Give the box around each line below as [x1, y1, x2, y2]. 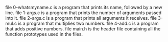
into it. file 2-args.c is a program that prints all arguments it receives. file [5, 15, 157, 21]
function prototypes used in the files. [5, 31, 83, 37]
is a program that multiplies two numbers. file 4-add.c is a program [17, 20, 159, 26]
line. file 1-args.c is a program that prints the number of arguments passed [5, 10, 162, 16]
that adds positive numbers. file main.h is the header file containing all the [5, 26, 161, 32]
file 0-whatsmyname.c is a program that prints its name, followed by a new [5, 5, 162, 10]
